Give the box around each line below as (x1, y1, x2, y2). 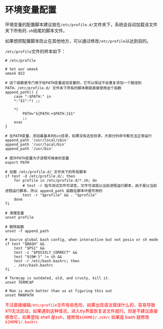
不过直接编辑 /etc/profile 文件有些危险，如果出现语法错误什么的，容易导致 (5, 302, 155, 308)
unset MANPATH (5, 292, 34, 298)
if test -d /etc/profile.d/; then (5, 174, 76, 179)
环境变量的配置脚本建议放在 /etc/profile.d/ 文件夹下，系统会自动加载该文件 (5, 21, 158, 27)
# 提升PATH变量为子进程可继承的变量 (5, 156, 69, 161)
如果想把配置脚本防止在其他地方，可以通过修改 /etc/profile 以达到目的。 (5, 38, 151, 44)
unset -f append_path (5, 228, 49, 233)
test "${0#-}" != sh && (14, 254, 62, 259)
